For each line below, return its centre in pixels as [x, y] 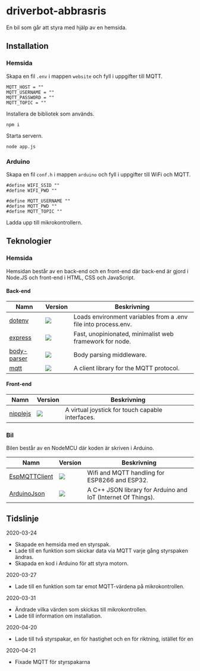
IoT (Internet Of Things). [121, 497]
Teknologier [29, 241]
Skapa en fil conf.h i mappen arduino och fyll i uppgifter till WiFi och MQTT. [99, 174]
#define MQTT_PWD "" [32, 206]
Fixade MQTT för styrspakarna [52, 662]
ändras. [24, 557]
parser [18, 358]
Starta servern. [25, 136]
